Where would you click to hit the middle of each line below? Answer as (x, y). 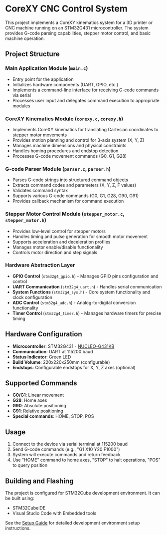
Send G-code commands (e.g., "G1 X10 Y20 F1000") (66, 449)
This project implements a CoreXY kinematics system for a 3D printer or (79, 22)
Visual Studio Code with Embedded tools (54, 513)
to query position (30, 465)
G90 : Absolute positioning (39, 406)
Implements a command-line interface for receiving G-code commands (85, 90)
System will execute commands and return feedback (66, 455)
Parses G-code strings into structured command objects (70, 180)
